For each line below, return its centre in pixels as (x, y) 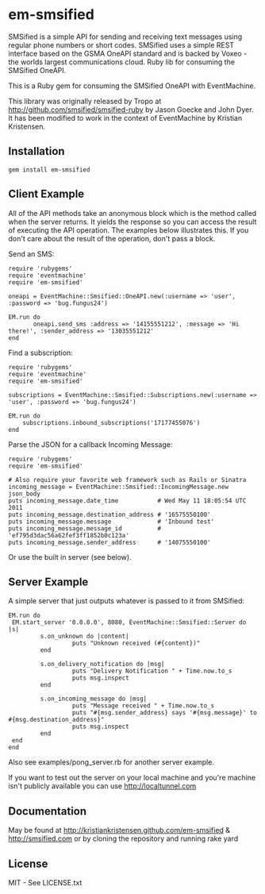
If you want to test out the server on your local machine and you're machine (132, 778)
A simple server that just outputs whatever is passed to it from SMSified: (126, 601)
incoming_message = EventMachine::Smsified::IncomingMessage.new (118, 487)
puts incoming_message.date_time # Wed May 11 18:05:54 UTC (127, 501)
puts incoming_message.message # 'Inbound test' (111, 522)
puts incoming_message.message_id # (84, 528)
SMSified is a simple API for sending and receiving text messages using (125, 37)
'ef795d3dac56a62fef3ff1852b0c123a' (69, 535)
